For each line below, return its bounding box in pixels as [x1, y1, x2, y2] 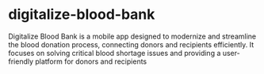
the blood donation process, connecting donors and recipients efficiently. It [8, 39, 254, 49]
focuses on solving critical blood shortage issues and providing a [8, 48, 221, 57]
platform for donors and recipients [35, 57, 147, 66]
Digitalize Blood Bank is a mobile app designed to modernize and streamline [8, 31, 257, 41]
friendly [8, 57, 34, 66]
